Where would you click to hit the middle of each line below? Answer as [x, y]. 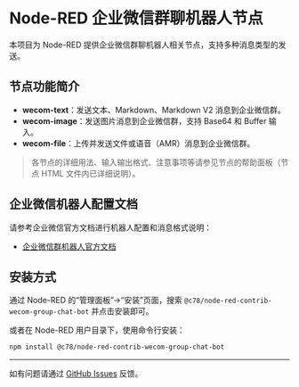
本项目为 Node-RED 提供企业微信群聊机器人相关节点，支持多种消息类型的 [144, 45]
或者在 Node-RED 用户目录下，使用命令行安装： [97, 330]
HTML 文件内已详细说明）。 [91, 173]
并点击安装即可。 [122, 311]
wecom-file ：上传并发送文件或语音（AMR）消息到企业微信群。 [138, 143]
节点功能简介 [44, 87]
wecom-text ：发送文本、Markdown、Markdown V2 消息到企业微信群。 [154, 110]
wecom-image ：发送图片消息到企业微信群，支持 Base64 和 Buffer [144, 120]
